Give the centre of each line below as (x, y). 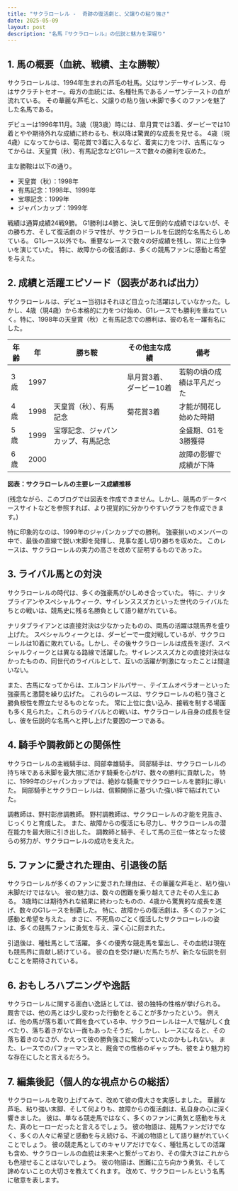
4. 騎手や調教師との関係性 (64, 745)
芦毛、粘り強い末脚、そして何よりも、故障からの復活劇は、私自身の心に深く (119, 1109)
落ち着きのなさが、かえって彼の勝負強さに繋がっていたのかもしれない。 (113, 1039)
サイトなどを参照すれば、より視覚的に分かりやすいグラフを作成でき (119, 508)
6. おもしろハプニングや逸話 (69, 985)
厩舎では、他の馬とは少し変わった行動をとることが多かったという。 (107, 1013)
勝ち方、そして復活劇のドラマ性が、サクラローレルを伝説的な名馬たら (115, 232)
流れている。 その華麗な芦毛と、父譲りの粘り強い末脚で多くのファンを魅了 (117, 101)
